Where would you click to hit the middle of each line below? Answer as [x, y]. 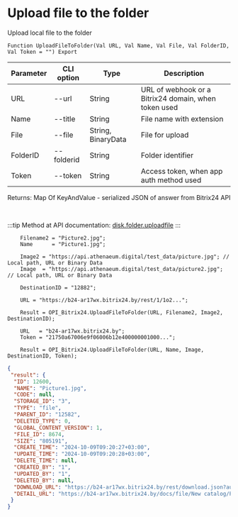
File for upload [165, 135]
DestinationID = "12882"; [58, 288]
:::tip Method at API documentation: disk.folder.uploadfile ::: [94, 225]
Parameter [29, 73]
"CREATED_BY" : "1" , [42, 467]
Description [184, 73]
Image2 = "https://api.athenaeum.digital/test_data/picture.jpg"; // [125, 257]
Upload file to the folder [78, 13]
